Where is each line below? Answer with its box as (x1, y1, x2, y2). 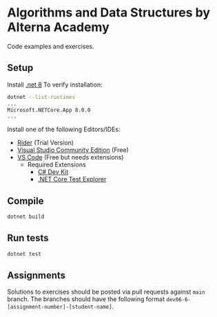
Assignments (7, 270, 66, 281)
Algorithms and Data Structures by (7, 5, 211, 21)
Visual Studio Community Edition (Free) (17, 146, 129, 154)
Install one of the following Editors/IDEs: (7, 125, 121, 133)
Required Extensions (27, 160, 86, 169)
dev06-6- (166, 296, 192, 303)
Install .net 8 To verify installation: (7, 80, 103, 89)
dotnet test (7, 250, 41, 257)
